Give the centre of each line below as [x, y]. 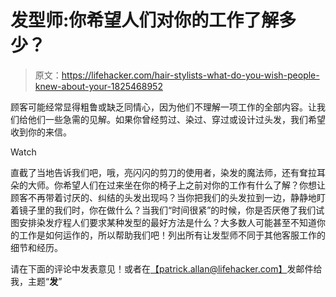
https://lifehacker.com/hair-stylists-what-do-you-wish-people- [190, 75]
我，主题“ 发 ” [36, 281]
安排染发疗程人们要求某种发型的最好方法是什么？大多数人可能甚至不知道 [167, 222]
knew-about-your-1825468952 [98, 86]
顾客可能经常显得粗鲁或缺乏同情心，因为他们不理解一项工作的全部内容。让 [163, 107]
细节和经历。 [36, 247]
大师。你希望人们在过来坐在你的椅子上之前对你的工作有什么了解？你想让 [176, 185]
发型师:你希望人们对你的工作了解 [145, 20]
